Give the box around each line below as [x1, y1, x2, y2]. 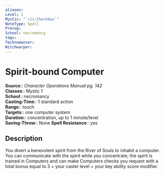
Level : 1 [5, 12, 23, 17]
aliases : [5, 7, 23, 12]
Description [5, 134, 42, 142]
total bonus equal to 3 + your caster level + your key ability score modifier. [5, 163, 158, 169]
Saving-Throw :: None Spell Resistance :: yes [5, 119, 98, 125]
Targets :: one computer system [5, 109, 70, 115]
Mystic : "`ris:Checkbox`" [5, 16, 59, 21]
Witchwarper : [5, 44, 32, 49]
